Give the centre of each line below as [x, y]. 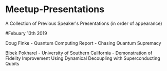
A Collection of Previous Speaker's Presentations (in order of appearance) [84, 23]
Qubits [12, 63]
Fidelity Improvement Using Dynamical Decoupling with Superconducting [83, 58]
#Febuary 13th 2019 [26, 33]
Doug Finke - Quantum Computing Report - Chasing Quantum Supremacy [83, 43]
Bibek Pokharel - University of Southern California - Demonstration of [79, 53]
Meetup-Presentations [55, 9]
